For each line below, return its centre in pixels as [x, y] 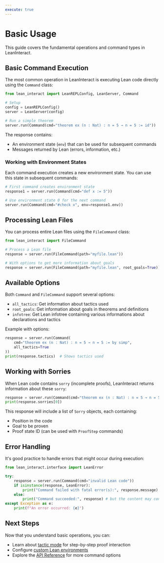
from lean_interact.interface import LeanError [54, 468]
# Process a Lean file [28, 250]
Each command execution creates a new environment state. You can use [78, 172]
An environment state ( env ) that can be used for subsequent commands [84, 144]
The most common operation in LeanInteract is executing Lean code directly [82, 80]
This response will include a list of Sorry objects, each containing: [71, 411]
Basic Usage [31, 34]
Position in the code [32, 421]
